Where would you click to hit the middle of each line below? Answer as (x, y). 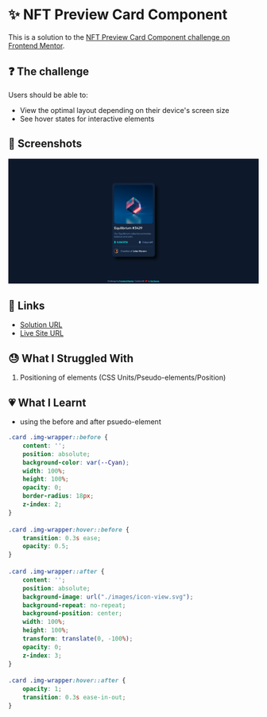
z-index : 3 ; (42, 655)
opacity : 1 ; (42, 689)
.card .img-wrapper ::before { (58, 438)
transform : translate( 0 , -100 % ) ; (78, 639)
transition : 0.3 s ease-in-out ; (74, 698)
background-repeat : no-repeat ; (74, 605)
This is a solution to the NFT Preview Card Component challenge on (119, 37)
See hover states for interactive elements (87, 119)
